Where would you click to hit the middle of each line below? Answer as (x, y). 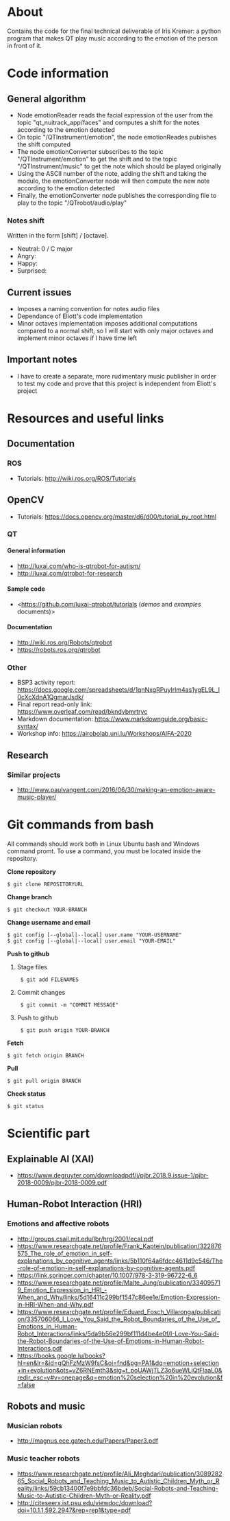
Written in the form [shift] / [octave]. (58, 236)
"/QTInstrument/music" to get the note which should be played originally (119, 166)
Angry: (26, 256)
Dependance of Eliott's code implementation (80, 316)
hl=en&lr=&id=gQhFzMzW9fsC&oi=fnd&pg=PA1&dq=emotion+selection (118, 1363)
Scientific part (49, 1134)
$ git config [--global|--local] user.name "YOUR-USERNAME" (95, 935)
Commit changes (41, 992)
